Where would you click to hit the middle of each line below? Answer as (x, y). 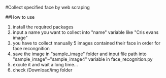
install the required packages (43, 27)
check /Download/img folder (42, 70)
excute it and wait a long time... (45, 65)
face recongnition (31, 48)
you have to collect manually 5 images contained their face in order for (87, 43)
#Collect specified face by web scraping (47, 7)
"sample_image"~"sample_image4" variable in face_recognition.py (82, 59)
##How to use (20, 17)
